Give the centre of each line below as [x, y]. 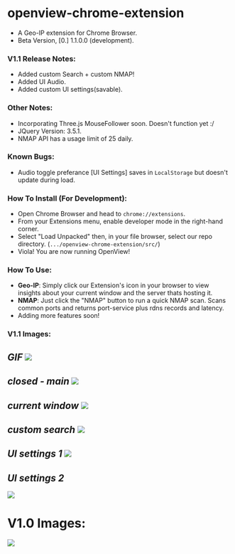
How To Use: [29, 270]
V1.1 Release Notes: [42, 58]
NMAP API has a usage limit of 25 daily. [75, 138]
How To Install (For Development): [67, 198]
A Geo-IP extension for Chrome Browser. [77, 33]
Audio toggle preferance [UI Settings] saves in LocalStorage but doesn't [123, 172]
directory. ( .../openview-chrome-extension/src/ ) [89, 244]
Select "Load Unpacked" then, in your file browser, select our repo [115, 237]
